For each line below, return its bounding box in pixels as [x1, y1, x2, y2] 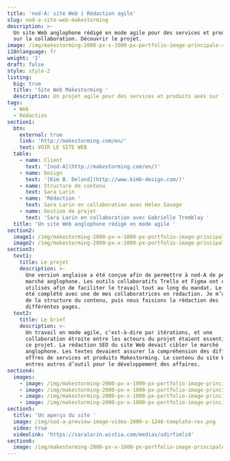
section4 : [7, 367, 36, 374]
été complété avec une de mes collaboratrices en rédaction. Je [25, 291, 213, 298]
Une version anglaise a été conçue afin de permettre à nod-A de [25, 272, 216, 279]
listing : [7, 73, 32, 81]
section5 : [7, 405, 36, 412]
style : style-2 [7, 67, 51, 74]
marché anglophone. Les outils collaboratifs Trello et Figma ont [25, 278, 219, 285]
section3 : [7, 246, 36, 253]
